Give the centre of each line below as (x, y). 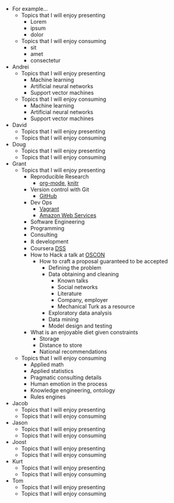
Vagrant (49, 209)
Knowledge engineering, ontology (73, 390)
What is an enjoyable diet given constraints (84, 332)
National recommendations (73, 351)
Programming (47, 228)
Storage (49, 339)
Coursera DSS (48, 248)
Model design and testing (80, 326)
